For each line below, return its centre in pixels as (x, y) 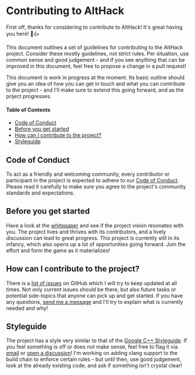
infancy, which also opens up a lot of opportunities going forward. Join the (96, 244)
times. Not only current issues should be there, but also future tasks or (91, 289)
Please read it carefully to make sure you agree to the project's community (96, 186)
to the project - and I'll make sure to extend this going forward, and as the (95, 90)
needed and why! (27, 308)
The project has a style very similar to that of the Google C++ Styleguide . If (97, 341)
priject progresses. (29, 96)
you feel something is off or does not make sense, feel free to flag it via (92, 347)
